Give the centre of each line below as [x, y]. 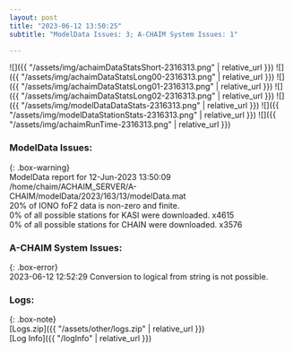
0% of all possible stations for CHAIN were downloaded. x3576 [126, 224]
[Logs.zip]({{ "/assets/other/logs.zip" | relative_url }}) [107, 329]
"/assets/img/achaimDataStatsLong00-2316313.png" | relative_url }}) [148, 77]
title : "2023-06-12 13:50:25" [66, 26]
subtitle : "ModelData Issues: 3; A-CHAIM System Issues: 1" [124, 34]
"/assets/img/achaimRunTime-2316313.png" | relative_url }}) [120, 124]
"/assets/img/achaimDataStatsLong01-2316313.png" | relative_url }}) [147, 87]
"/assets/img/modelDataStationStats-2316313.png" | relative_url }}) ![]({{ [142, 115]
